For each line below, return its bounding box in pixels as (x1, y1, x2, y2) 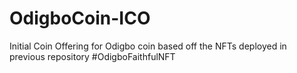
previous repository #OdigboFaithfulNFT (9, 50, 176, 62)
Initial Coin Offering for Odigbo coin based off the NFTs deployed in (9, 40, 287, 52)
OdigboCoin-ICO (9, 7, 151, 30)
